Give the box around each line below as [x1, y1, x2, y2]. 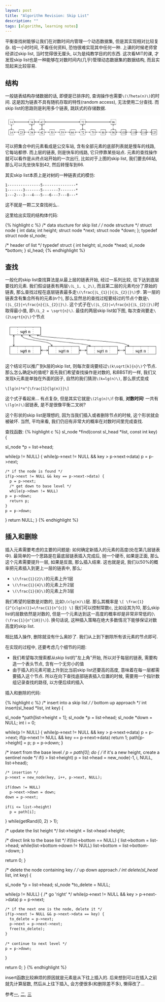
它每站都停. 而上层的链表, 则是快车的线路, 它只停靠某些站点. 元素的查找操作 [5, 149, 158, 155]
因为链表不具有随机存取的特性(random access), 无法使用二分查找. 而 [20, 99, 159, 105]
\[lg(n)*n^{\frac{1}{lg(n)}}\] [5, 386, 69, 391]
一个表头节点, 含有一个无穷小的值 [16, 660, 84, 666]
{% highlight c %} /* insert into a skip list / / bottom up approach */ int [5, 699, 147, 705]
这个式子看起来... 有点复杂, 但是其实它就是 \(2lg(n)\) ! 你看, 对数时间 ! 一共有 [5, 395, 159, 402]
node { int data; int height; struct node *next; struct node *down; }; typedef [5, 227, 158, 233]
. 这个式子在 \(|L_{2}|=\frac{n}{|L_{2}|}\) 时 [66, 302, 160, 308]
